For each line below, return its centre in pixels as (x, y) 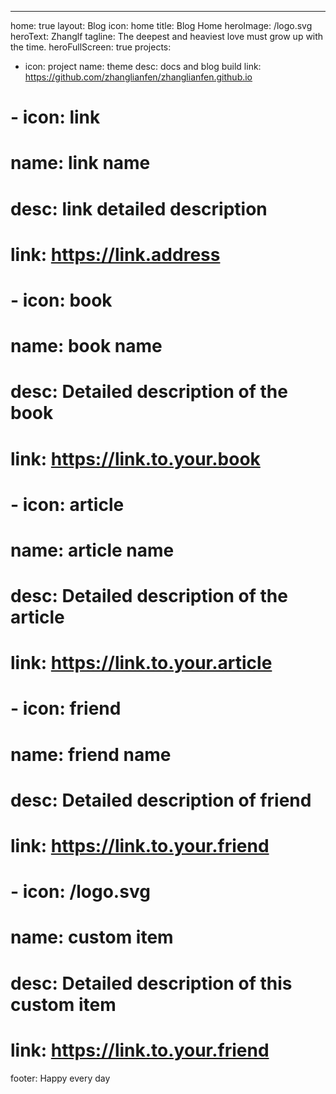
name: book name (86, 346)
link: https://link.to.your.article (141, 663)
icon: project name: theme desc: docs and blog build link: (143, 66)
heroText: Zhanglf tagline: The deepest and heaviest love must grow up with (167, 36)
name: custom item (92, 937)
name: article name (92, 550)
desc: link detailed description (139, 208)
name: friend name (91, 754)
